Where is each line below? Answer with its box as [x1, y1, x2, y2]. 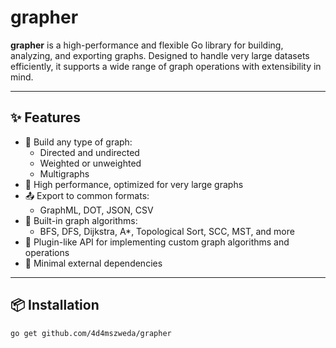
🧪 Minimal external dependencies [24, 257, 163, 269]
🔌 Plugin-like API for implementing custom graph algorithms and [24, 236, 290, 248]
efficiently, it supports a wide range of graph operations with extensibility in [10, 60, 322, 72]
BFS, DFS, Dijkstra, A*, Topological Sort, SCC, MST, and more [39, 225, 295, 237]
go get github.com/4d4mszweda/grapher [10, 328, 172, 338]
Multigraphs [39, 167, 90, 180]
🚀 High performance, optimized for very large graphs [24, 178, 244, 190]
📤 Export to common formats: [24, 189, 150, 201]
